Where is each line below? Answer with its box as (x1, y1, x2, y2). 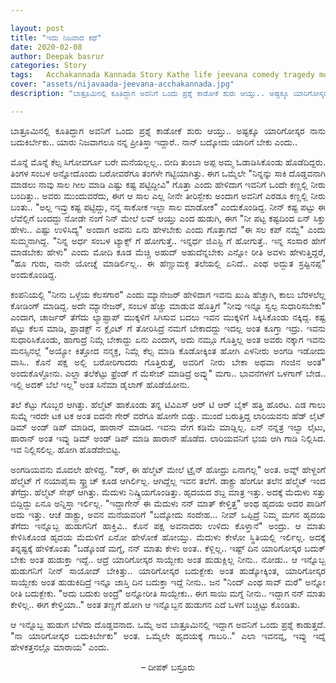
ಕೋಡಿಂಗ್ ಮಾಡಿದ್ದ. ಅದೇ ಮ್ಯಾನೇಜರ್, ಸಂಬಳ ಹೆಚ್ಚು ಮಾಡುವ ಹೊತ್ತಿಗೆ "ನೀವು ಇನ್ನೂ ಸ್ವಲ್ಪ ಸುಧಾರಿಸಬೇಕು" (10, 299, 326, 311)
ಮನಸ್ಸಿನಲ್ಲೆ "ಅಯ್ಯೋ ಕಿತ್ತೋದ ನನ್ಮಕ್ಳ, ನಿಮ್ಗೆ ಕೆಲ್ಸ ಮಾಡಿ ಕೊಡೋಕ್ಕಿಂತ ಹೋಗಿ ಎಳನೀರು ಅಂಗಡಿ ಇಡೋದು (10, 344, 326, 356)
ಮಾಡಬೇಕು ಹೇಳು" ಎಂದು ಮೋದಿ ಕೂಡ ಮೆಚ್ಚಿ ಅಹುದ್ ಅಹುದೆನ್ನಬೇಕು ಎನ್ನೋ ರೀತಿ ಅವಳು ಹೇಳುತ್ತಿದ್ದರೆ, (10, 246, 326, 258)
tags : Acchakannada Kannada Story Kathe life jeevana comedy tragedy (10, 70, 315, 80)
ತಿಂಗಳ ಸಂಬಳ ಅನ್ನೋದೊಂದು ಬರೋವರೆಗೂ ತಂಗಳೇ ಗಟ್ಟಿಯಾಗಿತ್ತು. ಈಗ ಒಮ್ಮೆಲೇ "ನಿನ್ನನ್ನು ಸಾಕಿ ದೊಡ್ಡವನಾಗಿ (10, 167, 326, 179)
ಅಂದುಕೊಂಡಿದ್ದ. (10, 268, 58, 280)
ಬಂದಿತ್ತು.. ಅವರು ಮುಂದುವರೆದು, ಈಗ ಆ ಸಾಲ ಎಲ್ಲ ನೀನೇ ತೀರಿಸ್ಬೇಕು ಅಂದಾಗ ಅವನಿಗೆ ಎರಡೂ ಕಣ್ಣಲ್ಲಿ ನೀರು (10, 189, 326, 201)
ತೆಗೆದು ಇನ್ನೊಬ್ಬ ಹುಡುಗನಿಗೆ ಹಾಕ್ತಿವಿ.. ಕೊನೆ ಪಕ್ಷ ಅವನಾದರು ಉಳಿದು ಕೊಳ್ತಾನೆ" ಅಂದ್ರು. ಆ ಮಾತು (10, 519, 326, 531)
